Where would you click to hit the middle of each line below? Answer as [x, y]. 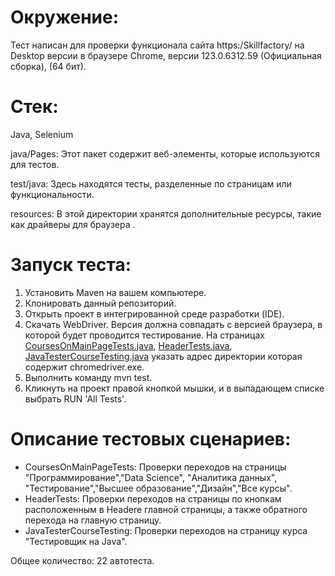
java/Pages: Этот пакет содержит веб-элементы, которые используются [165, 153]
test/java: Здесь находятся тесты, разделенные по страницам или [151, 183]
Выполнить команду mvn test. [88, 377]
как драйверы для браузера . [73, 224]
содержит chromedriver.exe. [84, 367]
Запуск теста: [71, 265]
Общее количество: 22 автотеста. [82, 560]
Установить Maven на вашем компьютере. [115, 292]
